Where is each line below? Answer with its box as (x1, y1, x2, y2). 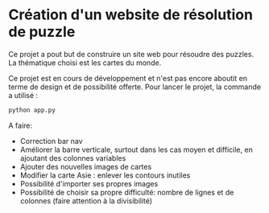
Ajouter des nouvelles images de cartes (19, 162, 152, 171)
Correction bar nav (19, 136, 83, 145)
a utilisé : (8, 90, 39, 100)
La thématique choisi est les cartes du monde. (8, 58, 162, 68)
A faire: (8, 121, 33, 130)
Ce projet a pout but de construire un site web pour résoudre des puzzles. (8, 49, 255, 59)
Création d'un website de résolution (8, 6, 254, 24)
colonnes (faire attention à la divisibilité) (19, 195, 153, 206)
